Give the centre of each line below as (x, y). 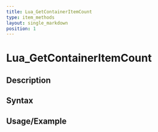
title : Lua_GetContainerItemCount (49, 12)
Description (28, 80)
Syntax (20, 100)
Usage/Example (37, 121)
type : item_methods (31, 17)
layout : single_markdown (37, 23)
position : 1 (21, 28)
